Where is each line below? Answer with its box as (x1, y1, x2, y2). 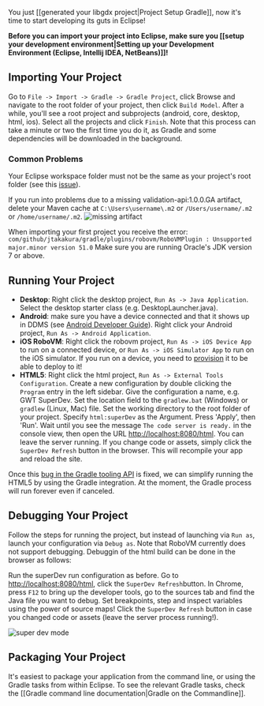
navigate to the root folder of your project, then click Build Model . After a (8, 100, 244, 110)
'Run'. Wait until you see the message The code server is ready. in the (19, 420, 252, 430)
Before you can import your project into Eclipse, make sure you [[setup (8, 32, 244, 40)
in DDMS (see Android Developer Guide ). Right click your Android (19, 320, 232, 329)
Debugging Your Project (8, 509, 128, 523)
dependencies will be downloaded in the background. (8, 133, 183, 143)
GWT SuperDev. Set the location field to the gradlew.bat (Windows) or (19, 395, 248, 404)
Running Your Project (8, 273, 115, 287)
